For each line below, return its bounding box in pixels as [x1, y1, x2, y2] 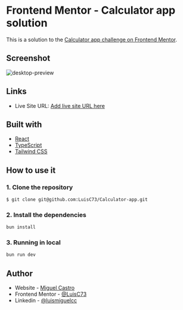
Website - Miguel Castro [14, 284, 75, 292]
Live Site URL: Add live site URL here [14, 102, 106, 109]
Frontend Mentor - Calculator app [6, 4, 176, 17]
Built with [6, 119, 42, 129]
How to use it [6, 165, 56, 175]
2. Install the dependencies [6, 210, 86, 219]
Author [6, 268, 33, 278]
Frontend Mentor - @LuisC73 [14, 290, 87, 298]
